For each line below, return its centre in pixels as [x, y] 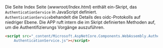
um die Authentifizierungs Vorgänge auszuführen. [55, 27]
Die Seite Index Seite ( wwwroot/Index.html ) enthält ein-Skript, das [71, 7]
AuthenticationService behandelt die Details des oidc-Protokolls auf [73, 17]
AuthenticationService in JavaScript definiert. [51, 12]
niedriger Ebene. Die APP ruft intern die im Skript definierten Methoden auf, [80, 22]
